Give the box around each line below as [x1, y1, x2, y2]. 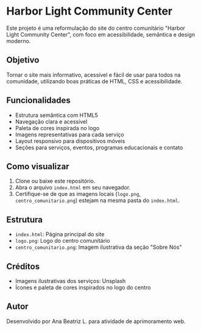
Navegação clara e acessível [15, 117, 88, 125]
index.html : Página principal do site [15, 231, 105, 238]
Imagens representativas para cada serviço [15, 131, 124, 138]
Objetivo [6, 55, 40, 65]
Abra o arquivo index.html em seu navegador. [15, 184, 131, 191]
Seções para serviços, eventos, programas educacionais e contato [15, 144, 183, 151]
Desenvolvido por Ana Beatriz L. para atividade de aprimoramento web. [6, 318, 186, 325]
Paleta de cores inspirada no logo [15, 124, 100, 131]
